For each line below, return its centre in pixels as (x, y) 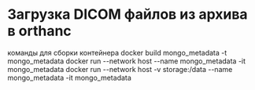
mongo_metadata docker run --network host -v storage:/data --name (120, 69)
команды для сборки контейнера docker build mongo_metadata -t (117, 52)
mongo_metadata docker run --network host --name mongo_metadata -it (126, 61)
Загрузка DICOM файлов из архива (128, 14)
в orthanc (39, 31)
